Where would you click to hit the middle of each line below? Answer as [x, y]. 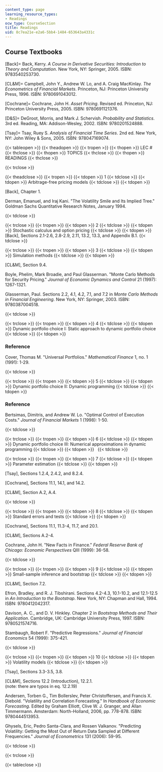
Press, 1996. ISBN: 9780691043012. [41, 94]
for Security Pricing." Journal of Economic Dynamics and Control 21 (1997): [81, 279]
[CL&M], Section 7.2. [26, 584]
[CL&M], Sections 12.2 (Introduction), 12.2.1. [49, 681]
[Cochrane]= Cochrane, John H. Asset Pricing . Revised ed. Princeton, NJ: [79, 104]
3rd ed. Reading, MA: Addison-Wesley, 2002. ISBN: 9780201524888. [74, 123]
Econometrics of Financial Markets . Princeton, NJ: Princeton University [77, 89]
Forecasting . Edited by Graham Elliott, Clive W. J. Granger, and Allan [73, 706]
